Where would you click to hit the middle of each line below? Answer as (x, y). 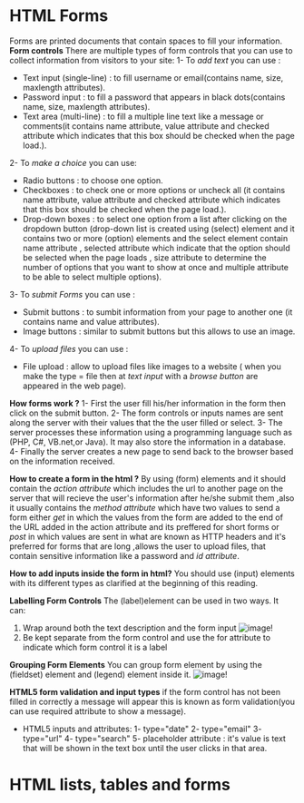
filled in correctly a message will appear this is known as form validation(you (152, 701)
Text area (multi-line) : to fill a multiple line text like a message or (143, 116)
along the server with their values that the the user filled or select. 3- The (146, 422)
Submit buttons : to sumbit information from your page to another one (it (157, 312)
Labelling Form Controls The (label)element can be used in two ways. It (144, 601)
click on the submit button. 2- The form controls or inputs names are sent (147, 413)
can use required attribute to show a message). (98, 711)
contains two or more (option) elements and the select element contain (155, 238)
